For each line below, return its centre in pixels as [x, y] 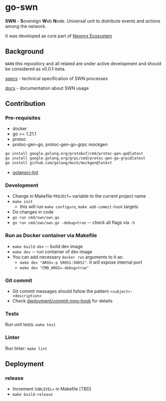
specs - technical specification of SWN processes [56, 78]
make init [23, 202]
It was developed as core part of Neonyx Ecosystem [59, 36]
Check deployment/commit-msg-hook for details [62, 301]
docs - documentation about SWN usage [47, 88]
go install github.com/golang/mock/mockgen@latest [59, 163]
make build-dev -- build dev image [47, 246]
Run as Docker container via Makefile [51, 235]
